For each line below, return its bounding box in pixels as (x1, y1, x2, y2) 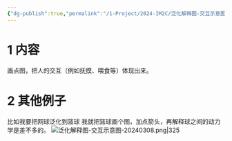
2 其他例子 (7, 93, 67, 109)
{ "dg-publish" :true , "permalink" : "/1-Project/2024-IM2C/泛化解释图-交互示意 (7, 10, 221, 17)
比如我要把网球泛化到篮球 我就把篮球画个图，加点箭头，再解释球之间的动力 (7, 117, 221, 125)
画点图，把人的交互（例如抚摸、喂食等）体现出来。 (7, 66, 153, 75)
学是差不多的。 (7, 126, 50, 134)
